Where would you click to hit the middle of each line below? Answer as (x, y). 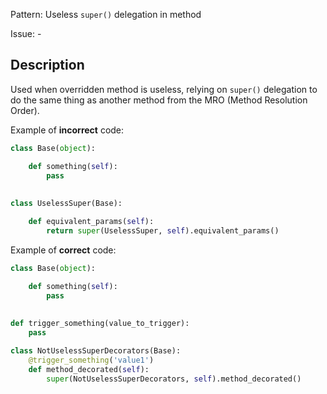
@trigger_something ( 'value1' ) (91, 360)
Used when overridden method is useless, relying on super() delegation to (164, 89)
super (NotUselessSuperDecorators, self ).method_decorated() (174, 379)
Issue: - (26, 33)
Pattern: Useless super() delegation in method (106, 14)
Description (47, 65)
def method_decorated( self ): (89, 369)
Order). (25, 110)
